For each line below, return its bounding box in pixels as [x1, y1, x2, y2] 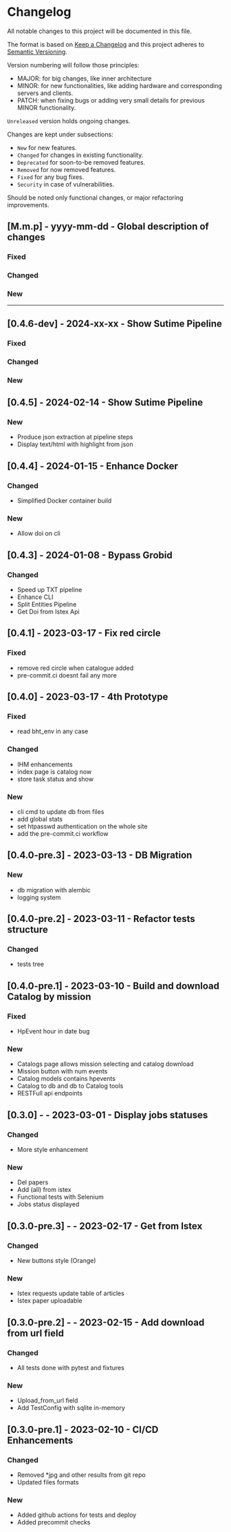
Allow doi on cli [16, 529, 60, 538]
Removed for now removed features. [16, 165, 116, 174]
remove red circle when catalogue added [16, 664, 134, 672]
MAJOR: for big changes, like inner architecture [16, 74, 152, 83]
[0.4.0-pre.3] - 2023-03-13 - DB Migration [7, 850, 192, 861]
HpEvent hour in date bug [16, 1027, 90, 1036]
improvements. [7, 200, 49, 209]
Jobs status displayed [16, 1200, 80, 1208]
